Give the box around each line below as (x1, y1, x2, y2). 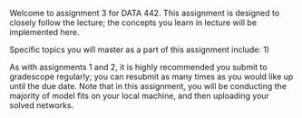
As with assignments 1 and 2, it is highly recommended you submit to (9, 62, 268, 72)
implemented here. (9, 27, 80, 37)
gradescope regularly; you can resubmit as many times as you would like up (9, 71, 294, 82)
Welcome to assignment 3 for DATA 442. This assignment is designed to (9, 8, 280, 18)
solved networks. (9, 100, 74, 111)
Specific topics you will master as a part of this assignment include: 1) (9, 44, 270, 55)
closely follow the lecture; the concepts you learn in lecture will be (9, 17, 257, 28)
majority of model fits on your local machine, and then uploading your (9, 90, 270, 101)
